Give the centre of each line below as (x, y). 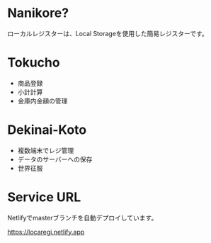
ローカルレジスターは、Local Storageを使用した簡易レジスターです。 (108, 33)
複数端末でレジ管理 (46, 150)
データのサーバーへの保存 (55, 159)
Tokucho (34, 63)
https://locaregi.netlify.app (46, 232)
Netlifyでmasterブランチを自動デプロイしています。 (82, 217)
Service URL (44, 197)
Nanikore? (38, 13)
